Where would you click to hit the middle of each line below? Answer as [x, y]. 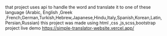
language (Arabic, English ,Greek [39, 12]
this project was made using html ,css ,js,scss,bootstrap [98, 23]
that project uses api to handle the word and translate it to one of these [78, 7]
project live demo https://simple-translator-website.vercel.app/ [70, 28]
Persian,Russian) [22, 23]
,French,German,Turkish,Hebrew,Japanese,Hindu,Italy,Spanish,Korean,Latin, [83, 18]
